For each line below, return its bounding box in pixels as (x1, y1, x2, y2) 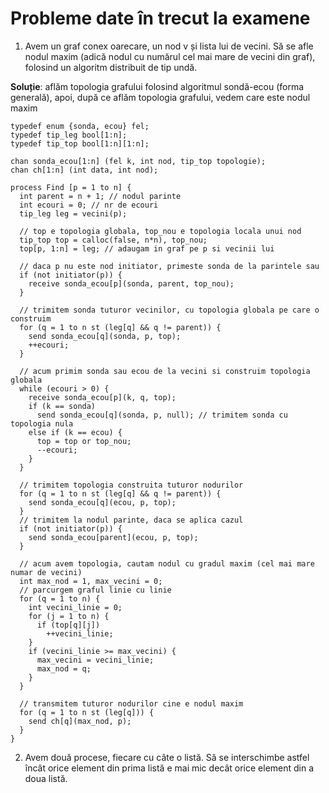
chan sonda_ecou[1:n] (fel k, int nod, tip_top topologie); (10, 156, 267, 166)
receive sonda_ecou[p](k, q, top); (28, 392, 177, 402)
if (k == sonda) (28, 401, 97, 411)
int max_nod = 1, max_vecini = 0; (19, 576, 163, 586)
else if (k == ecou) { (28, 427, 123, 437)
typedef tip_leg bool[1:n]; (10, 130, 128, 140)
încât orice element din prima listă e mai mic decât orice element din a (24, 762, 315, 774)
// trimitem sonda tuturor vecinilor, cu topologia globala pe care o (19, 305, 320, 315)
